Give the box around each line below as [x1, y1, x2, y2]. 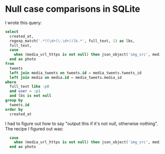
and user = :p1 [9, 89, 41, 94]
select [5, 29, 19, 34]
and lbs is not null [9, 93, 52, 98]
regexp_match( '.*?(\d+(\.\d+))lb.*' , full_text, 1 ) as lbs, [9, 38, 135, 43]
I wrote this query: [5, 20, 42, 26]
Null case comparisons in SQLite [5, 3, 140, 15]
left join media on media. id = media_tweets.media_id [9, 75, 122, 80]
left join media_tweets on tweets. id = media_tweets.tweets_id [9, 70, 141, 75]
